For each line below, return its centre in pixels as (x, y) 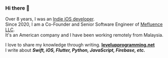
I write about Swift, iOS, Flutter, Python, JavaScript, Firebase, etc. (75, 50)
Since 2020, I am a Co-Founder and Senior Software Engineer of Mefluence (84, 24)
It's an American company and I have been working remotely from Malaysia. (84, 35)
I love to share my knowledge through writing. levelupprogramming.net (80, 45)
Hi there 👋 (18, 8)
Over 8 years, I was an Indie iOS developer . (50, 19)
